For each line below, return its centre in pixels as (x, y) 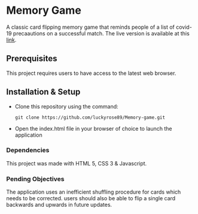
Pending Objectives (35, 179)
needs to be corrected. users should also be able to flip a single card (91, 198)
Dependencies (28, 150)
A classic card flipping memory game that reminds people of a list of (91, 27)
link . (11, 40)
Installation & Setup (43, 92)
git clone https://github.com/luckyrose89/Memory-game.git (90, 117)
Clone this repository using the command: (66, 106)
